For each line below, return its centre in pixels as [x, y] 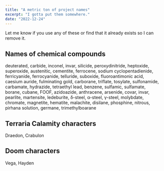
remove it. [15, 38]
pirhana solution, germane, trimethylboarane [51, 108]
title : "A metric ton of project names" [48, 10]
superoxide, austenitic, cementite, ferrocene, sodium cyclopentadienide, [79, 71]
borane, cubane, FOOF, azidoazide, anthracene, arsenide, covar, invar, [78, 92]
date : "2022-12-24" [25, 19]
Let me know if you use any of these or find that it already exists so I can [80, 33]
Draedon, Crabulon [25, 135]
